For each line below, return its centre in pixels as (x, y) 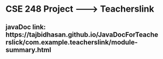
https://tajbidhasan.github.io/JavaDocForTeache (82, 34)
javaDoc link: (26, 27)
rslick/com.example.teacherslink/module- (72, 42)
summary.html (28, 50)
